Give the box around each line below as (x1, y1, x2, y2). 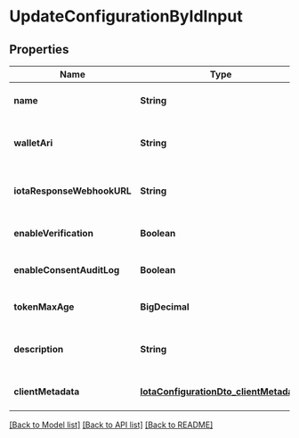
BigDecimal (140, 301, 190, 313)
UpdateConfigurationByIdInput (9, 6, 243, 27)
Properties (9, 42, 69, 57)
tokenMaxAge (13, 301, 75, 313)
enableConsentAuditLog (13, 264, 120, 276)
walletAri (13, 136, 53, 149)
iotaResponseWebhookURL (13, 185, 132, 197)
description (13, 343, 64, 355)
